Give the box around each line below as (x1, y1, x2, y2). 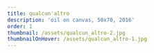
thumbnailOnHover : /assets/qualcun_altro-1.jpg (7, 36, 148, 43)
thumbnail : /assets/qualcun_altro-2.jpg (7, 29, 126, 36)
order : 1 (7, 23, 33, 30)
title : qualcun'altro (7, 10, 70, 17)
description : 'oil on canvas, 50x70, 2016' (7, 17, 135, 23)
